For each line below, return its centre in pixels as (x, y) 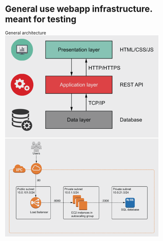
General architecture (26, 33)
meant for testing (41, 19)
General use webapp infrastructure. (79, 9)
